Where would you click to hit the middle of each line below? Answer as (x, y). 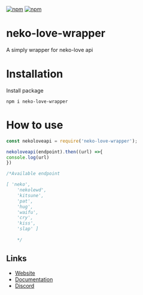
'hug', (25, 207)
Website (25, 273)
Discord (25, 285)
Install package (25, 90)
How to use (35, 125)
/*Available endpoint (33, 174)
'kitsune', (31, 195)
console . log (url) (28, 157)
